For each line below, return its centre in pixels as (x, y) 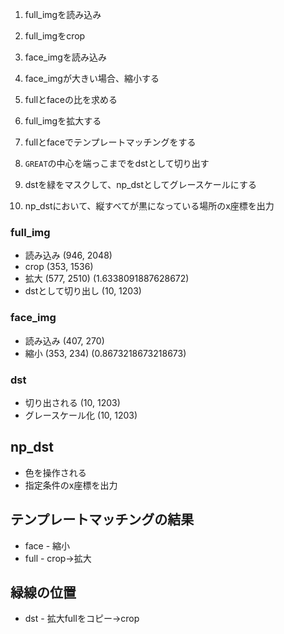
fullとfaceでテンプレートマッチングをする (110, 142)
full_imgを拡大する (63, 121)
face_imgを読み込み (65, 57)
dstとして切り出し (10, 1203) (83, 291)
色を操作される (55, 472)
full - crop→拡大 (58, 558)
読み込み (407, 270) (64, 340)
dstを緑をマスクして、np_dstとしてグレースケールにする (141, 184)
